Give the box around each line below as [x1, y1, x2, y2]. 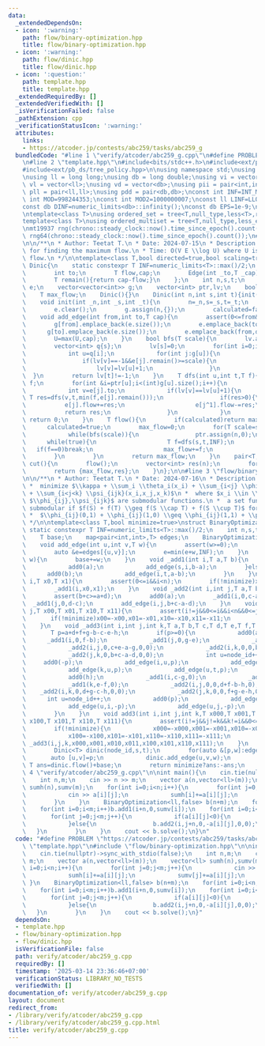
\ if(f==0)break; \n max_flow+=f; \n [22, 445, 214, 453]
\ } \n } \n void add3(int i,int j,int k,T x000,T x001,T [22, 710, 256, 718]
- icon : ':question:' [15, 70, 87, 78]
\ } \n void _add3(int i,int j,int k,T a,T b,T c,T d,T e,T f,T [22, 621, 256, 629]
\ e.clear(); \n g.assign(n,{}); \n [22, 305, 185, 313]
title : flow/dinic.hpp [22, 63, 97, 71]
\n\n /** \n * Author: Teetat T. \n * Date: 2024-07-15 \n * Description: [22, 240, 259, 247]
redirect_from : [8, 1004, 58, 1012]
